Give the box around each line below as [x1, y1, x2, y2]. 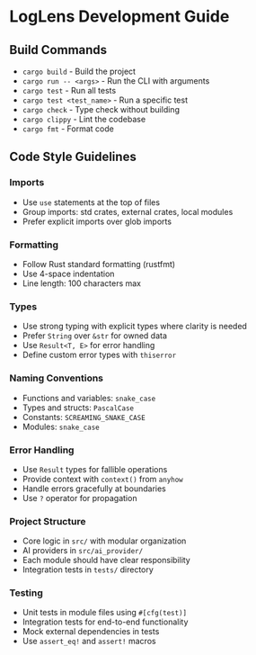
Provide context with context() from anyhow [22, 473, 184, 484]
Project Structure [9, 515, 86, 527]
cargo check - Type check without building [22, 104, 180, 114]
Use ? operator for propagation [22, 492, 137, 503]
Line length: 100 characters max [22, 277, 142, 289]
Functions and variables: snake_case [22, 392, 156, 403]
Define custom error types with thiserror [22, 349, 177, 361]
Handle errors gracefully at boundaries [22, 483, 166, 494]
